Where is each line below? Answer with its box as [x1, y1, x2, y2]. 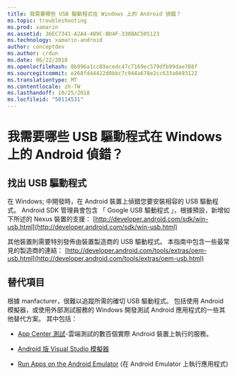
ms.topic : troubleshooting [7, 17, 87, 24]
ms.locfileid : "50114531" [7, 96, 83, 103]
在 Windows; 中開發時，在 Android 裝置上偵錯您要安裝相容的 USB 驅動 [7, 197, 213, 206]
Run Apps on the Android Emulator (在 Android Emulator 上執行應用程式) [17, 359, 229, 368]
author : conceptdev [7, 43, 65, 50]
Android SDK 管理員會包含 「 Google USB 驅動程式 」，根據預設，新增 [21, 206, 224, 214]
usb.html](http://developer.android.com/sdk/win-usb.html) [7, 223, 178, 231]
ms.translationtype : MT [7, 76, 78, 84]
